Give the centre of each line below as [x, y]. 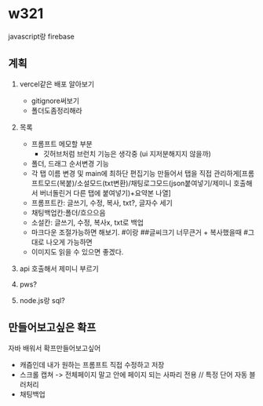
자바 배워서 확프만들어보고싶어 [55, 348]
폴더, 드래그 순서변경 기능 [70, 163]
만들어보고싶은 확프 [52, 328]
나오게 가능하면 [69, 242]
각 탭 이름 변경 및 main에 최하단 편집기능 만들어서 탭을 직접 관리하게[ [136, 173]
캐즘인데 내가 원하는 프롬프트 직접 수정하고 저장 [92, 364]
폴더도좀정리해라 [57, 110]
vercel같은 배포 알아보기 [57, 84]
